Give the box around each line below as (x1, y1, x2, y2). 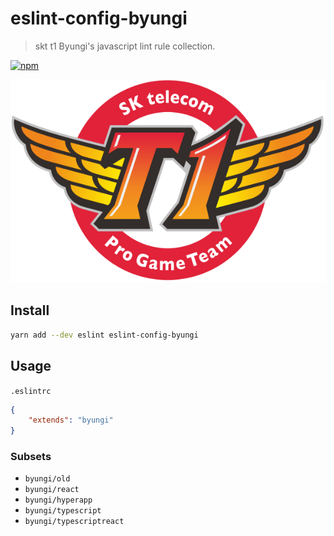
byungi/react (24, 485, 80, 495)
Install (10, 302, 50, 319)
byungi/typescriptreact (24, 517, 125, 527)
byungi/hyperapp (24, 495, 93, 506)
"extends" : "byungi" (28, 415, 114, 426)
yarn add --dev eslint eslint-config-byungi (10, 330, 199, 340)
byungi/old (24, 474, 71, 484)
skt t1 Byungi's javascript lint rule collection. (34, 40, 216, 52)
